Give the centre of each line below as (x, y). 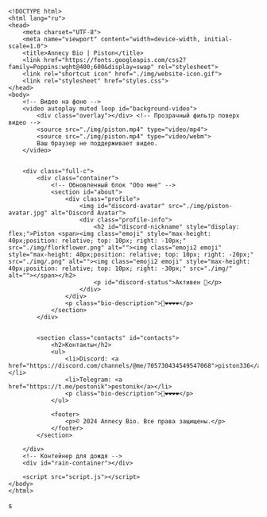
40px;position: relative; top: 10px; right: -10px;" (97, 241)
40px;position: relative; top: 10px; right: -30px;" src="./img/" (120, 268)
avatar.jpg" (28, 213)
